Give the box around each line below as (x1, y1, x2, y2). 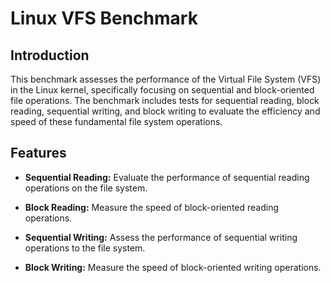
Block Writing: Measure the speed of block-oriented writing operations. (24, 261, 322, 273)
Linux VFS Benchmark (10, 7, 198, 30)
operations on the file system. (24, 182, 148, 194)
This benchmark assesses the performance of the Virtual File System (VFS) (10, 73, 322, 85)
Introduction (10, 47, 90, 64)
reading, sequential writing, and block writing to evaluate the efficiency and (10, 105, 321, 117)
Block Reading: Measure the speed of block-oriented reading (24, 201, 280, 213)
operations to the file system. (24, 242, 146, 254)
